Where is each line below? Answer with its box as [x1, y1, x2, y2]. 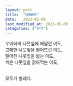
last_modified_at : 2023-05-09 [5, 21, 68, 27]
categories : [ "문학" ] [5, 26, 48, 31]
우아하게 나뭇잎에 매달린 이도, [5, 41, 63, 47]
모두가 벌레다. [5, 75, 32, 81]
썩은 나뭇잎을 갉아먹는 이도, [5, 59, 59, 65]
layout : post [5, 7, 32, 13]
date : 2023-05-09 [5, 17, 46, 22]
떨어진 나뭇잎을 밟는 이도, [5, 53, 55, 59]
